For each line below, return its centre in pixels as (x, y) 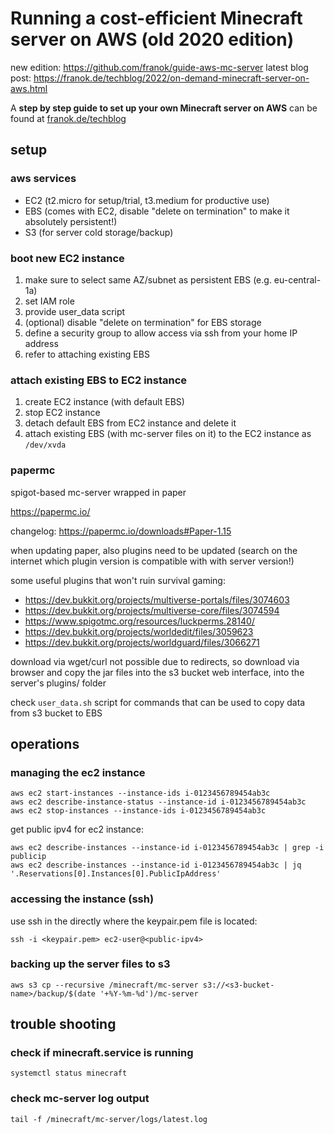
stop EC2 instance (62, 413)
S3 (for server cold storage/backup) (99, 232)
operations (45, 743)
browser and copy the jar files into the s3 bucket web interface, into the (157, 672)
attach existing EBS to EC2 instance (99, 380)
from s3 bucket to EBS (56, 713)
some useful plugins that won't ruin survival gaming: (118, 580)
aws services (43, 179)
